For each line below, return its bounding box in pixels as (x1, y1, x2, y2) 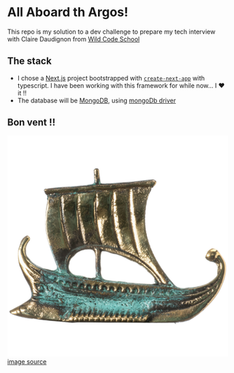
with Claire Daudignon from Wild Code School (7, 34, 140, 43)
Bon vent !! (7, 116, 56, 128)
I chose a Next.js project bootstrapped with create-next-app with (17, 74, 205, 82)
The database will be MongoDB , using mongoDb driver (17, 96, 177, 104)
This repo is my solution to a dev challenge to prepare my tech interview (7, 27, 216, 36)
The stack (7, 55, 52, 67)
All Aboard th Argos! (7, 4, 128, 20)
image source (7, 357, 47, 365)
